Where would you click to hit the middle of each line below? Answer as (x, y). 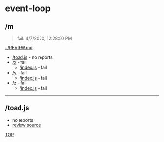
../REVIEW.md (19, 48)
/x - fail (19, 62)
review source (26, 125)
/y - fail (19, 73)
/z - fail (19, 83)
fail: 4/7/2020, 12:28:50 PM (44, 38)
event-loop (28, 9)
